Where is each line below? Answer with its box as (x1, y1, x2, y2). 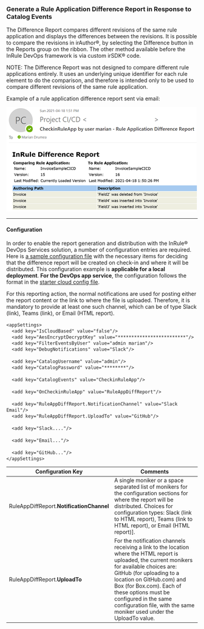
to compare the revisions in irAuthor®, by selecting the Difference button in (6, 39, 194, 47)
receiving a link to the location (114, 543, 189, 551)
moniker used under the (114, 608, 174, 615)
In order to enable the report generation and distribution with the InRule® (6, 239, 188, 247)
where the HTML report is (114, 549, 178, 557)
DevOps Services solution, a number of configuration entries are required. (6, 246, 192, 253)
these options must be (114, 588, 170, 596)
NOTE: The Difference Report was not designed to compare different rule (6, 64, 189, 71)
